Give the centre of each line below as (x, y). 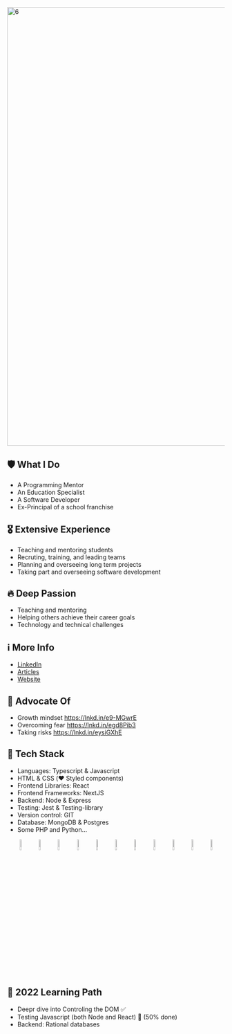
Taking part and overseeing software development (89, 572)
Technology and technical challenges (70, 625)
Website (29, 679)
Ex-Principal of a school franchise (65, 507)
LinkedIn (29, 664)
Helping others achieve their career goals (76, 617)
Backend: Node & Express (54, 800)
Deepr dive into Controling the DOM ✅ (71, 1009)
